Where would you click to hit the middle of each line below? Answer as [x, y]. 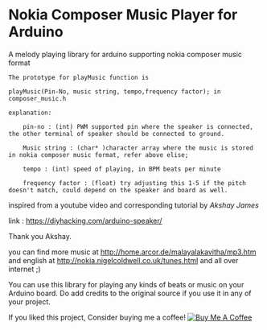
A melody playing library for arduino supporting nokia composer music [125, 54]
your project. [29, 301]
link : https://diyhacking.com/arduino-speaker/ [85, 221]
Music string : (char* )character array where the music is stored [138, 148]
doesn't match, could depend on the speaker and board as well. [118, 190]
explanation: [30, 113]
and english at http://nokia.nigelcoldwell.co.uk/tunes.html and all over [123, 260]
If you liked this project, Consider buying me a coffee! [97, 317]
